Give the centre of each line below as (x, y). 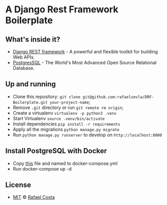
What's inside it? (33, 39)
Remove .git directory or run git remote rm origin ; (68, 107)
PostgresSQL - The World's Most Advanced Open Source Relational (85, 62)
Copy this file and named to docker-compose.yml (65, 163)
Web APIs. (24, 57)
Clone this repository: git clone (47, 97)
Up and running (31, 84)
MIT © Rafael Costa (34, 197)
